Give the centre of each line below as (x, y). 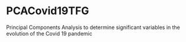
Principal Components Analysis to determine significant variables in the (93, 27)
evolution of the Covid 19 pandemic (49, 33)
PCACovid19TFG (48, 11)
